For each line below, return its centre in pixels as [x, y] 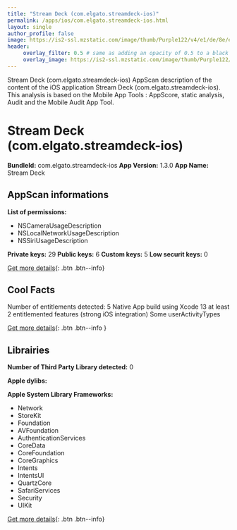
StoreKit [29, 416]
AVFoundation [38, 431]
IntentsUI [31, 476]
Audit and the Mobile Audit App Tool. [61, 102]
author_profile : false [41, 33]
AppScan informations [58, 195]
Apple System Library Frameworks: [60, 395]
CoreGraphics [38, 461]
